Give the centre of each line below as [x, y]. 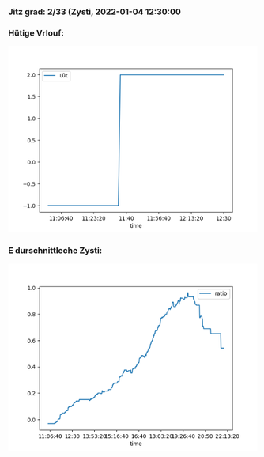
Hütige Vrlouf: [36, 32]
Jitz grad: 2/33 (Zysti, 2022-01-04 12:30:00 [95, 12]
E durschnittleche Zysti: [55, 251]
